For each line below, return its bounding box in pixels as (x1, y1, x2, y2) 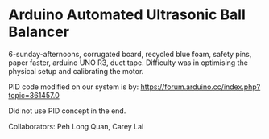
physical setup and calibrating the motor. (8, 66, 144, 76)
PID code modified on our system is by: (8, 82, 139, 92)
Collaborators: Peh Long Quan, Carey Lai (8, 121, 144, 131)
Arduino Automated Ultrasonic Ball (8, 6, 246, 24)
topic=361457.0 (8, 90, 60, 100)
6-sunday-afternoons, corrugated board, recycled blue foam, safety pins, (8, 49, 252, 59)
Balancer (8, 22, 70, 41)
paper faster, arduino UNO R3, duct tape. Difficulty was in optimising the (8, 58, 248, 67)
